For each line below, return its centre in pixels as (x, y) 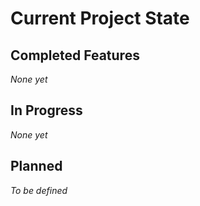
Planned (36, 166)
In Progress (46, 110)
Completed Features (75, 55)
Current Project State (100, 18)
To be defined (39, 190)
